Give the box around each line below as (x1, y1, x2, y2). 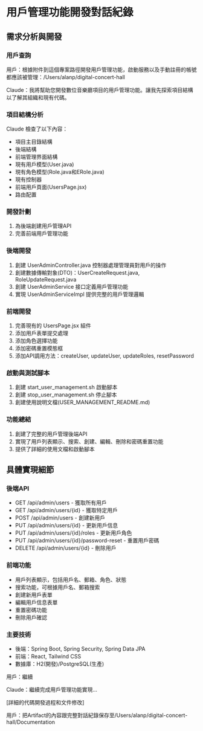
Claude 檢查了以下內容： (6, 125, 68, 133)
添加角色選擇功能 (14, 337, 58, 344)
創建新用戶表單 (14, 591, 53, 598)
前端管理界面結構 (14, 153, 58, 161)
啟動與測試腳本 (6, 369, 50, 377)
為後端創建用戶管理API (14, 222, 72, 230)
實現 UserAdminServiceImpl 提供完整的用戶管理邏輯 (14, 291, 144, 298)
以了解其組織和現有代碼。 (6, 94, 70, 101)
